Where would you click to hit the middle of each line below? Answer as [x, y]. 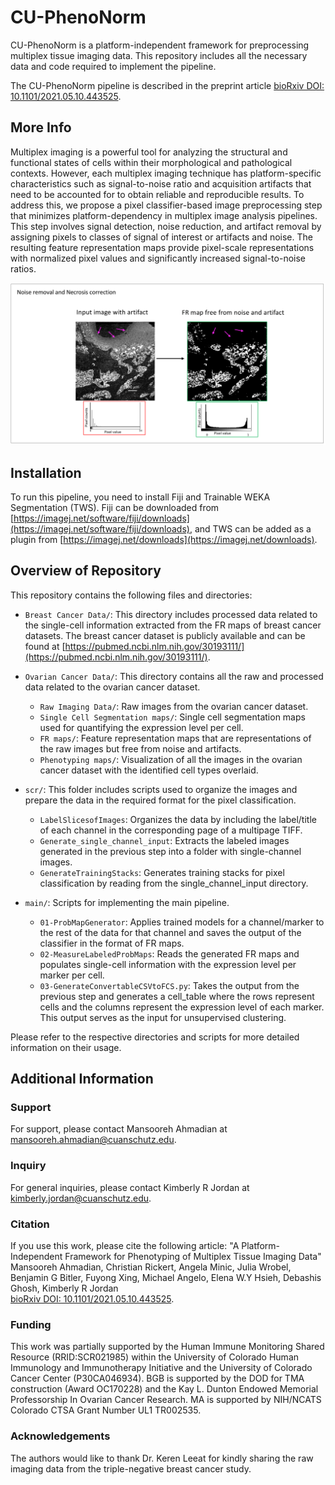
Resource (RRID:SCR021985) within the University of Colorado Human [155, 1357]
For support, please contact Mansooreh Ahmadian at [119, 1129]
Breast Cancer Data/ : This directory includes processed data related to [171, 614]
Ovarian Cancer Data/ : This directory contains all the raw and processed [174, 676]
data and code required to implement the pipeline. [113, 66]
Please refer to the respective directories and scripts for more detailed [155, 1037]
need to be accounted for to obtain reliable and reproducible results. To [157, 194]
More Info [41, 127]
